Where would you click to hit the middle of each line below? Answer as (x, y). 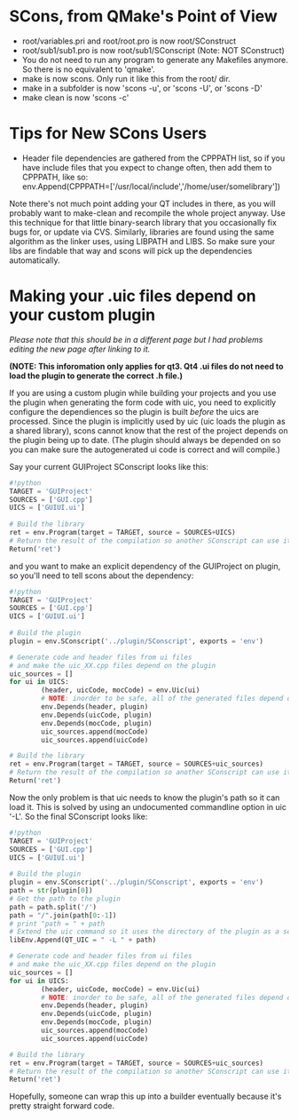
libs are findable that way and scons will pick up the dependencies (131, 250)
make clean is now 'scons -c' (75, 97)
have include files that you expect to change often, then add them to (147, 167)
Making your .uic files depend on (133, 296)
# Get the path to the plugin (65, 899)
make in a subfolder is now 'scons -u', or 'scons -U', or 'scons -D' (142, 88)
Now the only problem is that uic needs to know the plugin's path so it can (145, 798)
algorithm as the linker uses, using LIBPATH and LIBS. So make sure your (142, 241)
